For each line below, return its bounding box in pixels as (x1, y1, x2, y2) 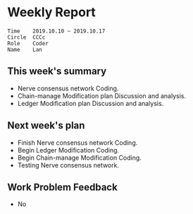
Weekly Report (7, 4, 96, 20)
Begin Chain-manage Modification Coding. (17, 153, 142, 162)
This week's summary (7, 65, 107, 78)
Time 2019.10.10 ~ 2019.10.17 (7, 28, 106, 35)
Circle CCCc (7, 33, 46, 41)
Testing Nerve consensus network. (17, 160, 120, 170)
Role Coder (7, 40, 49, 47)
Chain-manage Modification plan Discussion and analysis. (17, 91, 187, 100)
